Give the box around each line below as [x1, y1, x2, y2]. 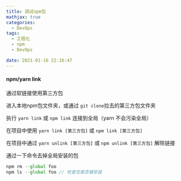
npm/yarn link [6, 76, 41, 83]
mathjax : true [6, 14, 41, 20]
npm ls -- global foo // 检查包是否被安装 [6, 169, 102, 175]
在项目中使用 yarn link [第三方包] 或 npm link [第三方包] [6, 127, 143, 134]
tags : [6, 31, 19, 36]
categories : [6, 19, 35, 25]
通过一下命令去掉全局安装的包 [6, 152, 78, 159]
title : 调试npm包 [6, 8, 46, 15]
